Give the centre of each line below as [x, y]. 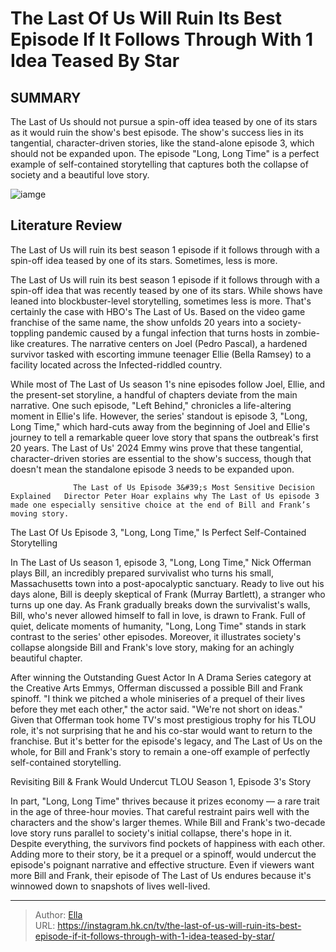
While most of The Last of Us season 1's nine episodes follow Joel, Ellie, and [167, 384]
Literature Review [66, 225]
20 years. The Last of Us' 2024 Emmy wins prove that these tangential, [157, 448]
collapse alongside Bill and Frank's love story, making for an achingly [152, 647]
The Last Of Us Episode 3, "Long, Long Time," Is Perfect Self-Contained [158, 532]
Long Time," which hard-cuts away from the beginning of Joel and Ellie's [160, 426]
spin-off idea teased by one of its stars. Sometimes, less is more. [144, 260]
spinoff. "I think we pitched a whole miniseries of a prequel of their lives [158, 698]
